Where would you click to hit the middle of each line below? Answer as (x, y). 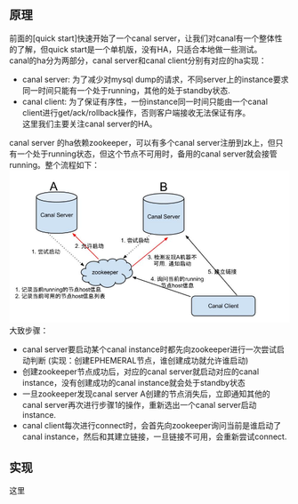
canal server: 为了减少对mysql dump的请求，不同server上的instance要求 (155, 79)
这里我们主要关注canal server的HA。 (89, 124)
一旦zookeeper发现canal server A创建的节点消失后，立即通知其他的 (146, 394)
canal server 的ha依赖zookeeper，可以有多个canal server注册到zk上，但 (142, 142)
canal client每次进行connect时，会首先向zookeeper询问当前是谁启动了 (152, 426)
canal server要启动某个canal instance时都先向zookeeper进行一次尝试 (149, 349)
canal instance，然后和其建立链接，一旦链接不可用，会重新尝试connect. (154, 436)
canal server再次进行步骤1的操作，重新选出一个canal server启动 (139, 405)
